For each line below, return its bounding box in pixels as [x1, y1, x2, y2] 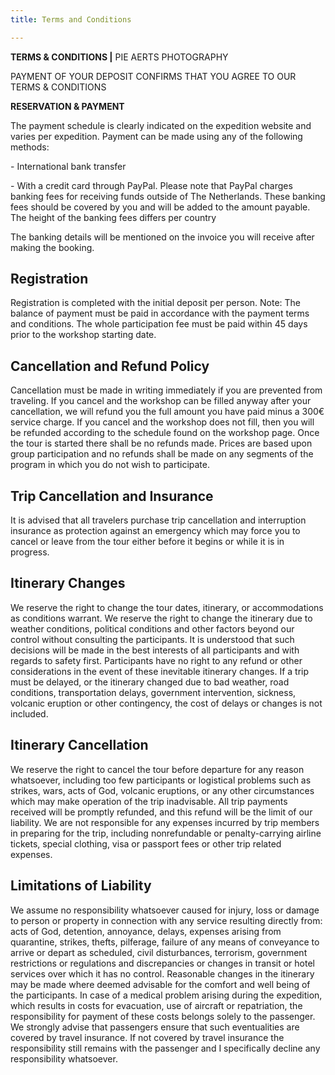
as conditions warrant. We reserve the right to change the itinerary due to [10, 612, 313, 624]
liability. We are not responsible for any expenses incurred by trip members [10, 816, 320, 828]
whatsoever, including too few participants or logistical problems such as [10, 774, 312, 786]
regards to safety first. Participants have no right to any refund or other [10, 654, 303, 666]
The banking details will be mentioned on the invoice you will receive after [10, 231, 315, 243]
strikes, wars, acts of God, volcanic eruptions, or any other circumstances [10, 784, 315, 796]
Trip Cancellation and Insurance [10, 487, 214, 505]
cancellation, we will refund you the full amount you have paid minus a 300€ [10, 406, 325, 418]
